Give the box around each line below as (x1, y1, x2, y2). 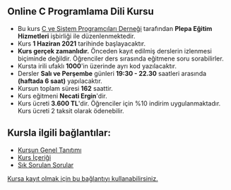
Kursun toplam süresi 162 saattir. (17, 84, 113, 92)
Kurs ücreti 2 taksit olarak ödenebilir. (17, 106, 125, 115)
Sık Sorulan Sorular (17, 160, 74, 169)
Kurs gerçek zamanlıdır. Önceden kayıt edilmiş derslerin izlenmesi (17, 46, 212, 55)
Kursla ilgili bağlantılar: (7, 127, 112, 139)
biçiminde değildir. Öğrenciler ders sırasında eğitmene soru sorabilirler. (17, 54, 224, 63)
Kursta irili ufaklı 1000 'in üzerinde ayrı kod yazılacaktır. (17, 61, 177, 70)
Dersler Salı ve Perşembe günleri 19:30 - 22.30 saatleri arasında (17, 69, 207, 77)
